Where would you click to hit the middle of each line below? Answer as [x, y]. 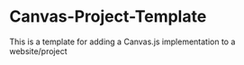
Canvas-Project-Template [108, 17]
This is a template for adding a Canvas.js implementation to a [122, 42]
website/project [38, 51]
